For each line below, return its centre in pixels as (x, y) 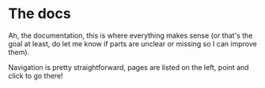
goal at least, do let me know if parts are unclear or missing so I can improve (132, 43)
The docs (40, 14)
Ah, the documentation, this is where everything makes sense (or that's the (131, 35)
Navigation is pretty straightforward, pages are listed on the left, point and (129, 67)
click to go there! (36, 75)
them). (19, 52)
